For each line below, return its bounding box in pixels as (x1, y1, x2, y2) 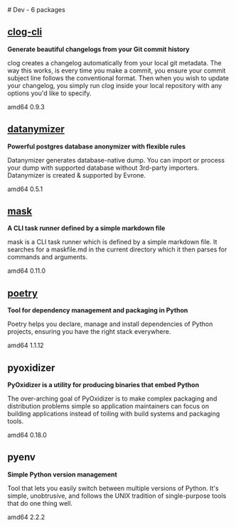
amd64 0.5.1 (7, 185, 43, 193)
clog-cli (7, 26, 43, 38)
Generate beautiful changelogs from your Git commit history (7, 45, 190, 53)
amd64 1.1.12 (7, 341, 44, 349)
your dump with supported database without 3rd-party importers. (7, 163, 200, 172)
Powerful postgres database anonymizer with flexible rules (7, 142, 186, 151)
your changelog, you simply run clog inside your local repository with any (7, 81, 222, 89)
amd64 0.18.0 (7, 431, 48, 440)
